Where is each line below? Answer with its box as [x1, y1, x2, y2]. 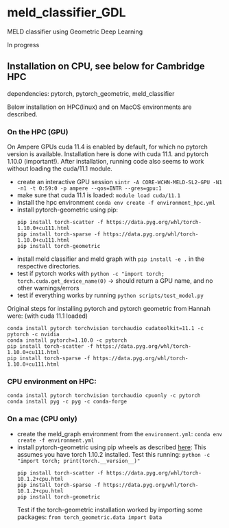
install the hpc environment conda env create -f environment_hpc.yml [16, 199, 216, 207]
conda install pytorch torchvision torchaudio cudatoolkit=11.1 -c [7, 325, 204, 332]
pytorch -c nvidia [7, 331, 60, 338]
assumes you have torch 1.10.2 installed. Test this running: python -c [16, 450, 210, 458]
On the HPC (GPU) [7, 127, 69, 136]
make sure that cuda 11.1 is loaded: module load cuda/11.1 [16, 191, 181, 199]
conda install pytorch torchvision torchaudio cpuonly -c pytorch [7, 392, 201, 399]
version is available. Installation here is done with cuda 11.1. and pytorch [7, 150, 209, 158]
